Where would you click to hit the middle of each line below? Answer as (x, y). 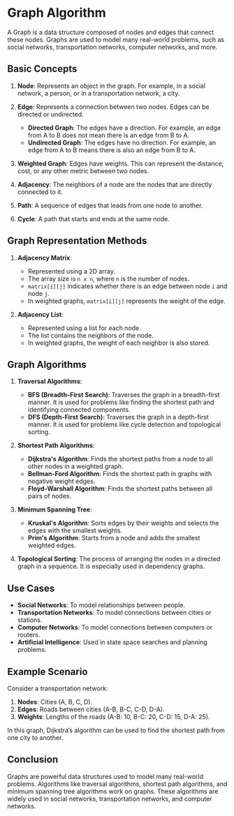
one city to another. (35, 737)
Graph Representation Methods (77, 241)
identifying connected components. (79, 410)
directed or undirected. (50, 114)
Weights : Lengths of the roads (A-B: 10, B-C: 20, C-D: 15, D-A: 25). (114, 717)
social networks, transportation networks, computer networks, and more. (112, 47)
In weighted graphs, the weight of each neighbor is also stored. (119, 343)
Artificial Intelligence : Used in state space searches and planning (112, 642)
